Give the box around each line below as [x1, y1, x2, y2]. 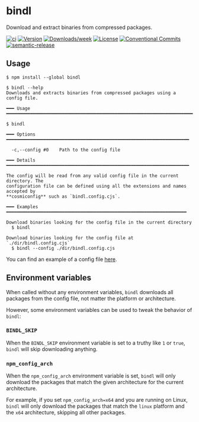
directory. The [6, 178, 44, 184]
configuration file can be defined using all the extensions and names [6, 183, 187, 189]
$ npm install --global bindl [6, 74, 81, 80]
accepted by [6, 188, 36, 194]
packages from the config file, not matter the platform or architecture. [6, 295, 176, 302]
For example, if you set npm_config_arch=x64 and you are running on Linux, [6, 397, 188, 404]
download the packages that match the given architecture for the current [6, 379, 184, 386]
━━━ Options [6, 131, 36, 137]
